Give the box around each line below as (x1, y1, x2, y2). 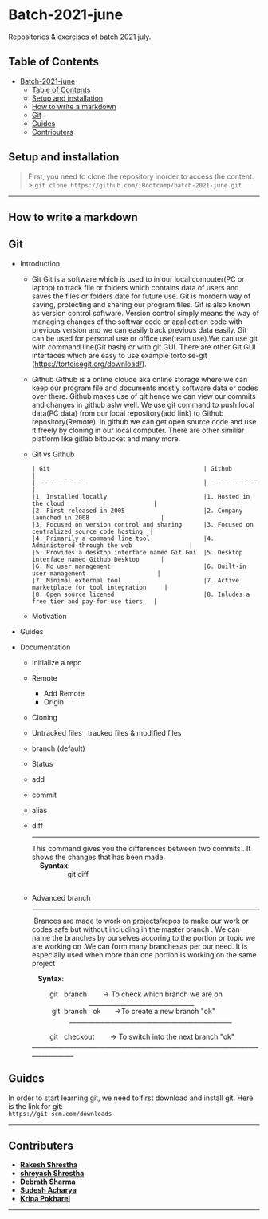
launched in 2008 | (31, 513, 165, 522)
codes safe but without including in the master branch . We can (31, 924, 241, 934)
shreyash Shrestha (19, 1169, 85, 1178)
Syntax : (37, 973, 65, 983)
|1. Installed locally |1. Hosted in (31, 492, 250, 500)
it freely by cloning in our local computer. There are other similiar (31, 425, 245, 435)
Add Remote (43, 688, 85, 698)
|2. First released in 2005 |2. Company (31, 507, 243, 515)
